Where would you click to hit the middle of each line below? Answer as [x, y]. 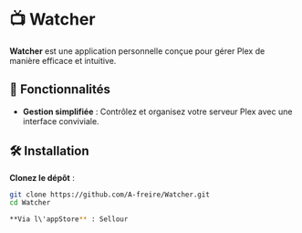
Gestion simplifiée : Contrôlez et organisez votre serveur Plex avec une [157, 111]
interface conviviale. [61, 121]
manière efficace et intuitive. [63, 60]
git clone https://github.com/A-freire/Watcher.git [109, 195]
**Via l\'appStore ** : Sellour [69, 219]
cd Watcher [30, 203]
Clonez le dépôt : [42, 177]
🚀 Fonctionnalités [60, 90]
